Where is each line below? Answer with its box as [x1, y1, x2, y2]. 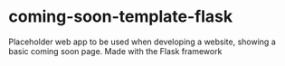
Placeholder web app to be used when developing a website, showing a [8, 36, 277, 47]
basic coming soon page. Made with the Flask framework [8, 45, 223, 56]
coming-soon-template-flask [8, 6, 233, 27]
